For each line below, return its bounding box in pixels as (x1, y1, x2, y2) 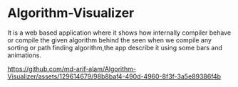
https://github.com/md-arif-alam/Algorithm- (7, 64, 137, 73)
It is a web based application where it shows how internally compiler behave (7, 28, 232, 37)
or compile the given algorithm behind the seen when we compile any (7, 35, 212, 44)
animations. (7, 51, 41, 59)
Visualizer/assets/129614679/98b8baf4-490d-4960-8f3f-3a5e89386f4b (7, 72, 222, 81)
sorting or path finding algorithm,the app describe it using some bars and (7, 43, 223, 52)
